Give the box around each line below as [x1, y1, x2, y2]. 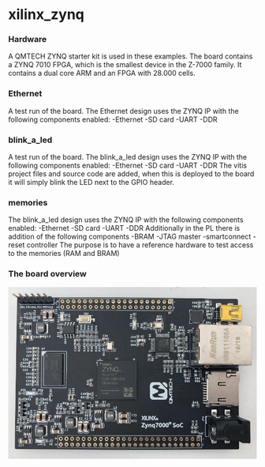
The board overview [8, 269, 87, 280]
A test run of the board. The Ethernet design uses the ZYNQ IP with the [8, 106, 239, 115]
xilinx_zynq [8, 6, 84, 24]
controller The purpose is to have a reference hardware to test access [26, 240, 254, 250]
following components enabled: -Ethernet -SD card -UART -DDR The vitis [8, 160, 247, 171]
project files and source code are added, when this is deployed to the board [8, 169, 255, 179]
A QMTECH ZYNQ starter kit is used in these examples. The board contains [8, 51, 253, 61]
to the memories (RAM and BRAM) [8, 249, 120, 258]
